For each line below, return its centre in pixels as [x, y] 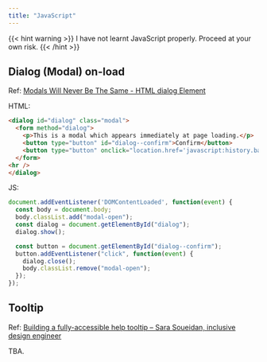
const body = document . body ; [64, 210]
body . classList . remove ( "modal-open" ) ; [87, 269]
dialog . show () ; [41, 232]
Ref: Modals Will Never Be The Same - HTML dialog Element [107, 91]
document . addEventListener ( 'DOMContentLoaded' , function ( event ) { [120, 202]
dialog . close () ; [50, 261]
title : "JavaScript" [43, 16]
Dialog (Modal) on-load [67, 72]
